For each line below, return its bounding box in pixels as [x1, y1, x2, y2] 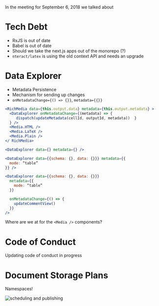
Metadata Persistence [12, 86, 57, 92]
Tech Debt [5, 22, 48, 32]
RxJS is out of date [12, 37, 50, 43]
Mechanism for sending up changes [12, 92, 85, 98]
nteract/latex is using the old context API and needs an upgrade [12, 53, 144, 59]
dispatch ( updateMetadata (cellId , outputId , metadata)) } [16, 115, 137, 121]
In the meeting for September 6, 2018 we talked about [5, 4, 114, 10]
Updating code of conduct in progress [5, 253, 82, 258]
